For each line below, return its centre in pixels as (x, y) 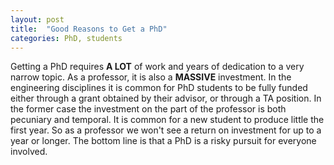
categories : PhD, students (66, 38)
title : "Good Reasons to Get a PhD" (89, 29)
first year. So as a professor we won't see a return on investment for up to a (166, 130)
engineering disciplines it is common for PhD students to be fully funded (159, 88)
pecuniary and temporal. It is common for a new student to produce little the (167, 120)
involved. (29, 152)
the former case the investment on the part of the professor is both (148, 109)
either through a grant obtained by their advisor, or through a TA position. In (166, 98)
